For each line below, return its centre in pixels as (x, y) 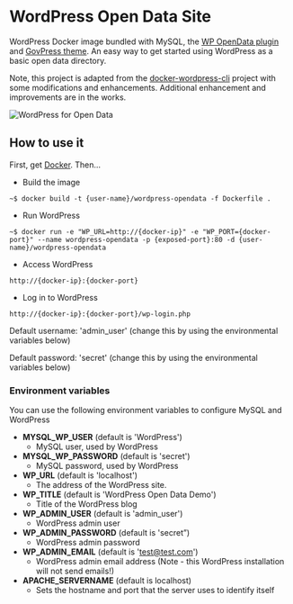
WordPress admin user (78, 523)
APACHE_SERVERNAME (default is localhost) (107, 581)
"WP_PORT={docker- (236, 231)
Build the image (51, 182)
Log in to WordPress (60, 297)
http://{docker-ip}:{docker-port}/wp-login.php (100, 314)
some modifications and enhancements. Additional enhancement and (138, 87)
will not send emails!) (75, 571)
